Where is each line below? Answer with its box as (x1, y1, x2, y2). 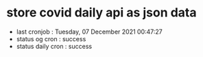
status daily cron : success (16, 42, 93, 50)
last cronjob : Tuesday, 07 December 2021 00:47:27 (16, 27, 163, 36)
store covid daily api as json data (6, 5, 197, 21)
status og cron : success (16, 34, 86, 43)
